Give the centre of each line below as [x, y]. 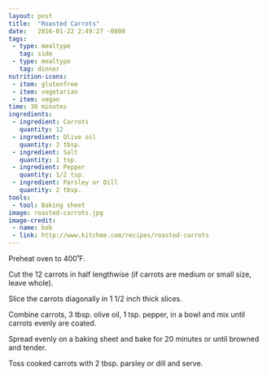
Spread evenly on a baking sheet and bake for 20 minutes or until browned [133, 339]
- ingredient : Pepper [48, 168]
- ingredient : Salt [45, 152]
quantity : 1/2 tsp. [52, 175]
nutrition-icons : [38, 77]
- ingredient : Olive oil [54, 137]
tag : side [36, 54]
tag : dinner [39, 69]
